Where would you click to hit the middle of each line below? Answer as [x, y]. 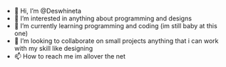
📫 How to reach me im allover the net [70, 56]
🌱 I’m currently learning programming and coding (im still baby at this [115, 26]
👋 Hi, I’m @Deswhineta [48, 11]
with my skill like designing [53, 48]
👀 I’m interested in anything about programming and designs [103, 18]
